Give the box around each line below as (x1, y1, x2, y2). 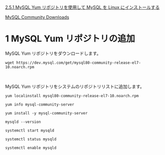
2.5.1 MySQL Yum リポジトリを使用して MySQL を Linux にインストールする (5, 4, 160, 10)
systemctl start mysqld (5, 128, 55, 133)
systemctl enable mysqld (5, 145, 57, 150)
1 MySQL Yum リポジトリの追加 (5, 33, 135, 45)
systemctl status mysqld (5, 137, 57, 142)
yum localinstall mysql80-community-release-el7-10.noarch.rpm (5, 93, 139, 98)
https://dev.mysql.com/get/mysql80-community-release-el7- (16, 60, 141, 65)
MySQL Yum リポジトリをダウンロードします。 (5, 50, 101, 56)
